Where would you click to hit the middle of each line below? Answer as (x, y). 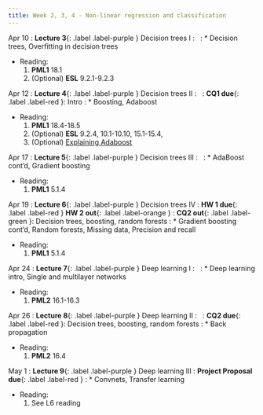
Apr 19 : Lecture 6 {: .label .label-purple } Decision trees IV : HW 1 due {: (123, 204)
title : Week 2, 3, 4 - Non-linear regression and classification (117, 15)
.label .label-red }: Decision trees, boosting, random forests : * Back (117, 324)
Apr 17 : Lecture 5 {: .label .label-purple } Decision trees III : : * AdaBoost (126, 157)
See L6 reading (56, 402)
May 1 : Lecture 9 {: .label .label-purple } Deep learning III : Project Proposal (130, 371)
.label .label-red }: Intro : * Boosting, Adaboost (83, 101)
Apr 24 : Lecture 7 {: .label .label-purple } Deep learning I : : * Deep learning (132, 268)
